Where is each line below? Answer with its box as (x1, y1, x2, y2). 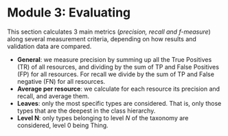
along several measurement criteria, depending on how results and (7, 34, 197, 43)
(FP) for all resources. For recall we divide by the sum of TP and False (16, 70, 215, 78)
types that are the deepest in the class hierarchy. (16, 106, 156, 115)
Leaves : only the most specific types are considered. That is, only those (16, 99, 222, 107)
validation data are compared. (7, 42, 92, 50)
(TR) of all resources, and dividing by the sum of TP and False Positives (16, 63, 220, 71)
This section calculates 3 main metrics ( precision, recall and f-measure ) (7, 27, 211, 36)
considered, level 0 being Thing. (16, 121, 109, 129)
